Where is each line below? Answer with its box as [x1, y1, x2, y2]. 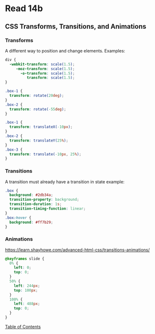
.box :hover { [5, 215, 32, 220]
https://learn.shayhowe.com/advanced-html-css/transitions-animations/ [5, 246, 150, 253]
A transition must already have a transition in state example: [5, 178, 125, 185]
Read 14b [5, 3, 43, 14]
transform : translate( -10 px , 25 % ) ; [9, 152, 82, 157]
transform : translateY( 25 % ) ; [9, 138, 69, 143]
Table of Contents [5, 324, 41, 330]
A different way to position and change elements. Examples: [5, 48, 125, 53]
